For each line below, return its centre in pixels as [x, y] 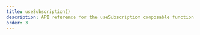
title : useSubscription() [38, 12]
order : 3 [17, 23]
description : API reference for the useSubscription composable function [100, 17]
